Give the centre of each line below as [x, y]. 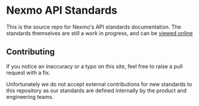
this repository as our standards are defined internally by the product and [97, 91]
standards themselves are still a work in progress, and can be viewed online [99, 33]
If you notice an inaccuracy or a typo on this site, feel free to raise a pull [95, 66]
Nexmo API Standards [62, 10]
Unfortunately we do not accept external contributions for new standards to [99, 84]
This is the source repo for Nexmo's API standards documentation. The [94, 27]
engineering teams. [30, 96]
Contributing [30, 52]
